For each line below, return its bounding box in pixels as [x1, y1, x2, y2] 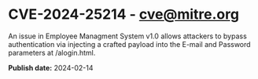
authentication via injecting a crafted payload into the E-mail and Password [8, 39, 251, 48]
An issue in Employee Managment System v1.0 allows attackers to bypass [8, 31, 248, 41]
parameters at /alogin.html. [8, 48, 96, 57]
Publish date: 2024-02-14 [8, 63, 94, 72]
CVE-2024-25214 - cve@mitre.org [8, 5, 240, 23]
